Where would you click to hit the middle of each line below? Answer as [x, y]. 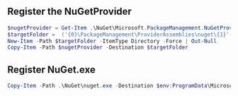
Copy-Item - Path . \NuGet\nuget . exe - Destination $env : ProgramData [107, 86]
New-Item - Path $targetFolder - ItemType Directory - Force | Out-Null [112, 41]
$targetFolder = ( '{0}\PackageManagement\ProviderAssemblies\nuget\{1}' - [120, 35]
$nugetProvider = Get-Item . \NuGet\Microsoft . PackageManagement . [106, 28]
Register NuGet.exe [51, 70]
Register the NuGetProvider [70, 12]
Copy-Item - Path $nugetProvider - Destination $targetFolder [98, 48]
